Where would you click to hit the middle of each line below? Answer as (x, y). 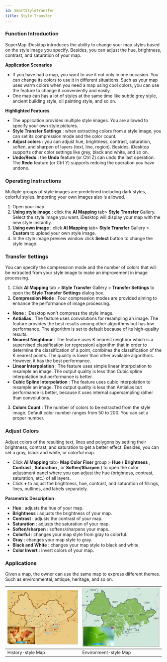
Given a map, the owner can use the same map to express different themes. (83, 574)
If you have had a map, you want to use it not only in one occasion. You (85, 74)
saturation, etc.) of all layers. (42, 478)
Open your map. (29, 207)
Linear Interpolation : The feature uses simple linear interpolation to (82, 366)
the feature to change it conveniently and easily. (61, 90)
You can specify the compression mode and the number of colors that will (81, 267)
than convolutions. (31, 398)
